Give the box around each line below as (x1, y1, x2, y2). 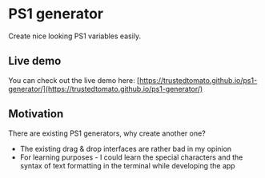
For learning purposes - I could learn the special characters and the (19, 152, 243, 162)
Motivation (8, 107, 64, 121)
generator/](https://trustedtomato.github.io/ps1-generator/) (8, 84, 203, 93)
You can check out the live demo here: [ (8, 75, 140, 85)
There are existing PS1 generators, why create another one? (8, 129, 206, 138)
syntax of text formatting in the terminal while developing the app (19, 160, 235, 170)
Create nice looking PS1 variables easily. (8, 31, 142, 41)
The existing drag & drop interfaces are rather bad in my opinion (19, 144, 232, 153)
